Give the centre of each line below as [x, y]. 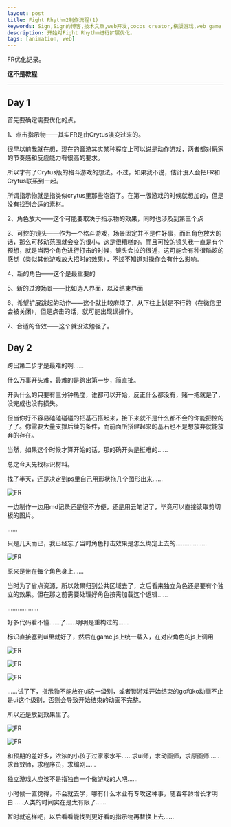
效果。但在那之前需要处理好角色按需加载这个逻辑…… [93, 594]
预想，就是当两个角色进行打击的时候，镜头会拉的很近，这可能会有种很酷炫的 [115, 250]
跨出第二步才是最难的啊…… [46, 365]
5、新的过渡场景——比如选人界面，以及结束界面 [75, 288]
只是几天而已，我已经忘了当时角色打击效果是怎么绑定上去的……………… [107, 543]
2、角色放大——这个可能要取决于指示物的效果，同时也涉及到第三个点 [106, 218]
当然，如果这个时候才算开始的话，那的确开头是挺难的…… [88, 449]
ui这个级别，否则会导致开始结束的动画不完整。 [79, 700]
